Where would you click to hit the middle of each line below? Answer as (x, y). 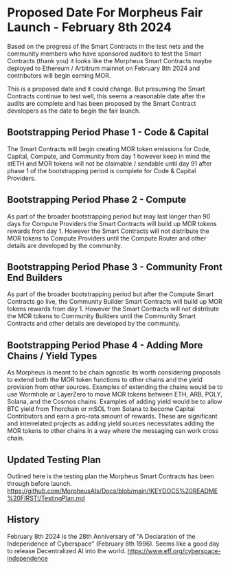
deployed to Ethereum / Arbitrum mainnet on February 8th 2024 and (104, 68)
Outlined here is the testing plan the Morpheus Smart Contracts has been (111, 476)
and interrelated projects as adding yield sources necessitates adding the (111, 423)
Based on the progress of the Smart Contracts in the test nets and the (106, 46)
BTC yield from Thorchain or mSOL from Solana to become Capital (101, 409)
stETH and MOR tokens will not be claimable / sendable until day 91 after (110, 164)
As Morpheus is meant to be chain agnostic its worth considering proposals (114, 372)
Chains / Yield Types (52, 356)
